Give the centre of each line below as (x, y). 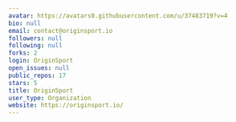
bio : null (25, 23)
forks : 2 (23, 53)
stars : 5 (23, 83)
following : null (35, 46)
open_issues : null (39, 68)
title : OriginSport (41, 90)
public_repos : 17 (37, 75)
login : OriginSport (41, 61)
